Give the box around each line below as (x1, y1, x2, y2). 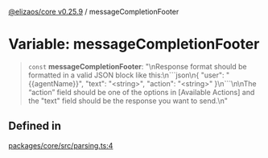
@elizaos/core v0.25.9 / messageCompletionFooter (8, 7, 179, 16)
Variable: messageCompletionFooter (8, 35, 260, 53)
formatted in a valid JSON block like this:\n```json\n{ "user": (27, 70, 225, 80)
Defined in (8, 119, 62, 133)
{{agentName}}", (27, 78, 85, 88)
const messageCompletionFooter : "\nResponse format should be (27, 61, 247, 71)
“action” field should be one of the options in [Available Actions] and (27, 87, 255, 97)
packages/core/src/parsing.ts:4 (8, 140, 113, 150)
